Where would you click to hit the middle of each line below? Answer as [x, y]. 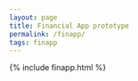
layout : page [33, 17]
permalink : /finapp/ [48, 34]
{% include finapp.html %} [58, 68]
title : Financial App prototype [69, 26]
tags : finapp [33, 42]
